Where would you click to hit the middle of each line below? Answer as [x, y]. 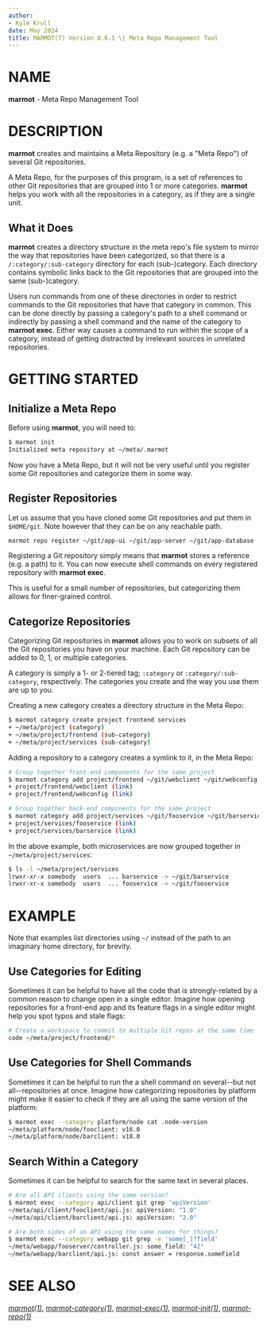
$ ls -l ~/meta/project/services [64, 869]
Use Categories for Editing [75, 971]
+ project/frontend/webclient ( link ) [71, 787]
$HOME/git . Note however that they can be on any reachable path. [115, 526]
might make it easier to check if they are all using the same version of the [128, 1099]
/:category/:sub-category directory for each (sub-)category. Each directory [133, 264]
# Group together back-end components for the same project [110, 809]
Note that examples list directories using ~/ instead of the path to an [120, 938]
